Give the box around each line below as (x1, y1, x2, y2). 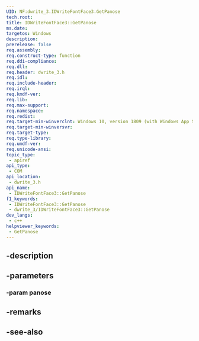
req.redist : (6, 113, 36, 119)
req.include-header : (6, 81, 57, 86)
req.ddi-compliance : (6, 58, 57, 64)
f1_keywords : (6, 196, 38, 202)
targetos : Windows (6, 31, 52, 37)
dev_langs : (6, 213, 33, 218)
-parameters (6, 271, 54, 281)
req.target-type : (6, 130, 49, 136)
